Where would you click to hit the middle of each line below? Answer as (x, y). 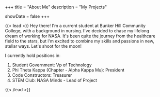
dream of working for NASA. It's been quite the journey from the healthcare (80, 36)
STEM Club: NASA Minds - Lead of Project (55, 80)
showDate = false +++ (27, 16)
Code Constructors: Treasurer (42, 75)
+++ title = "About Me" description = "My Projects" (56, 7)
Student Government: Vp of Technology (52, 65)
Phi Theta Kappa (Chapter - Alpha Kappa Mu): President (68, 70)
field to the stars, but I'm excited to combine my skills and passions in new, (80, 41)
